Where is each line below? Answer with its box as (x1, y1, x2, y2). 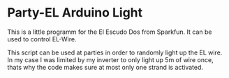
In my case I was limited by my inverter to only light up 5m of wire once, (7, 55, 214, 64)
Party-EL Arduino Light (7, 5, 143, 21)
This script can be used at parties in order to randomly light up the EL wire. (7, 48, 223, 57)
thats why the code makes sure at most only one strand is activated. (7, 63, 204, 71)
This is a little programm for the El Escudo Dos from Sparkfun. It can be (7, 28, 212, 36)
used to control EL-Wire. (7, 35, 77, 43)
